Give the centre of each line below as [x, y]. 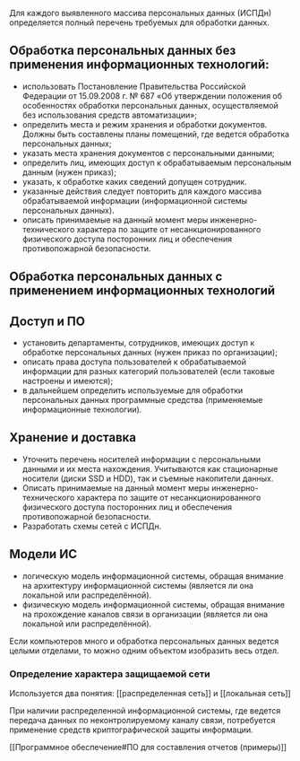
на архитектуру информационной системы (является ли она [137, 585]
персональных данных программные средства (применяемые [142, 400]
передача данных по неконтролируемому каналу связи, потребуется [142, 720]
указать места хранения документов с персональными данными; [148, 153]
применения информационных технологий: [139, 65]
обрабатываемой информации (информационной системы [135, 200]
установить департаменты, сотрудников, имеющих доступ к [138, 343]
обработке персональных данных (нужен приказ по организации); [150, 353]
